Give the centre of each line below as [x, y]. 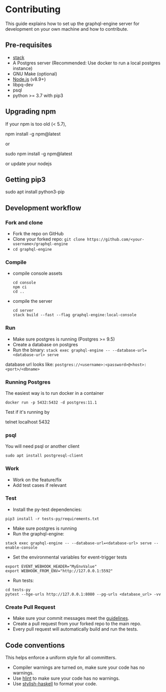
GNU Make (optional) [35, 74]
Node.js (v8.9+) [29, 79]
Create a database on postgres [45, 344]
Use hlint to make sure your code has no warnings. [66, 678]
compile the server [32, 301]
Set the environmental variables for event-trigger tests [70, 557]
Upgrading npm [31, 112]
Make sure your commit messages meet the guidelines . [71, 618]
